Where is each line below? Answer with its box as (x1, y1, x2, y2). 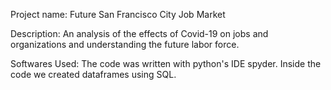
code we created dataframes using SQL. (10, 69, 177, 80)
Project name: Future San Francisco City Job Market (10, 9, 226, 20)
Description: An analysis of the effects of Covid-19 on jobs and (10, 28, 269, 39)
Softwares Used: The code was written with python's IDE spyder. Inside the (10, 58, 322, 69)
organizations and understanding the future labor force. (10, 39, 240, 50)
